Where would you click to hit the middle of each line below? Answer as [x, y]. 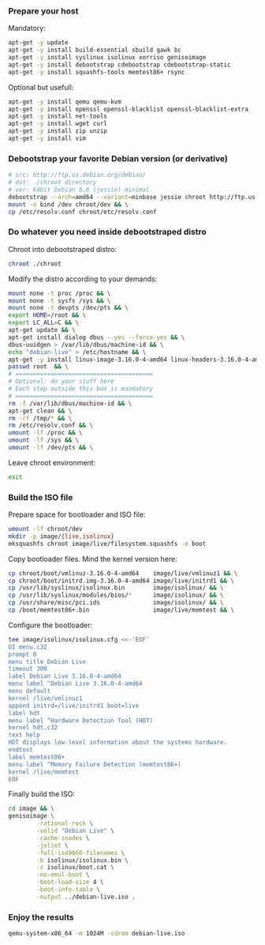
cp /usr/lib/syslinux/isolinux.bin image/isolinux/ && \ [116, 588]
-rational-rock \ [65, 823]
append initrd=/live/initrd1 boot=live [74, 706]
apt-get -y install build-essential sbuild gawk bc [95, 50]
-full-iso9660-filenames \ [81, 853]
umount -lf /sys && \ [44, 440]
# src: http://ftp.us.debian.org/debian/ [77, 175]
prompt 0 [22, 654]
